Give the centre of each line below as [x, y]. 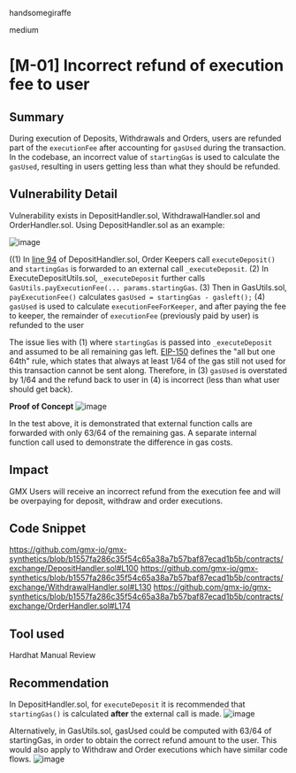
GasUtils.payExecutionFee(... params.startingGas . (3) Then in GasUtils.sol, [148, 287]
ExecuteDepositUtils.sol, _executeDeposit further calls [107, 278]
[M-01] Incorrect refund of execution [147, 66]
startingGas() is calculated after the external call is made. [116, 714]
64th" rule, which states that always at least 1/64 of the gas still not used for [148, 361]
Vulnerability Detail [63, 194]
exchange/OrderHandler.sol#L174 [70, 606]
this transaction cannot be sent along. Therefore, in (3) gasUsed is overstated [148, 370]
